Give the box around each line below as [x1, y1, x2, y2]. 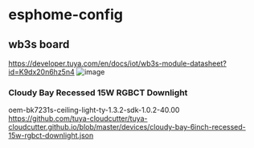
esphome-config [8, 6, 123, 24]
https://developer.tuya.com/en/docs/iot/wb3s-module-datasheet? [8, 58, 227, 68]
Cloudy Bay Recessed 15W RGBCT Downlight [8, 86, 188, 98]
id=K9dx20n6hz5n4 [8, 67, 75, 77]
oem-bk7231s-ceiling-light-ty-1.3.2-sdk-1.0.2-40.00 [8, 106, 180, 115]
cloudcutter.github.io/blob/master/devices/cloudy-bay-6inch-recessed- [8, 122, 247, 132]
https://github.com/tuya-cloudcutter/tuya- [8, 114, 148, 123]
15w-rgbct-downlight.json [8, 130, 94, 141]
